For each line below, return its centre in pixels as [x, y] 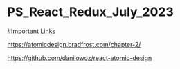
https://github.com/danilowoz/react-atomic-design [80, 58]
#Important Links [31, 31]
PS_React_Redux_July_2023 [91, 12]
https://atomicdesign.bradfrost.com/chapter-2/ [74, 44]
